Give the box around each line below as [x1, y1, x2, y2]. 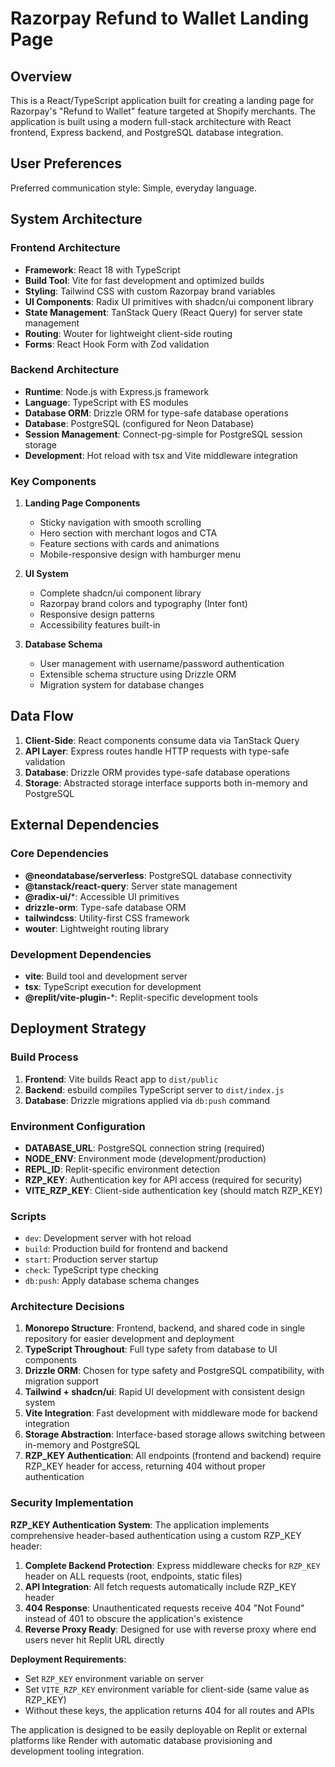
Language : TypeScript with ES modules [24, 396, 189, 408]
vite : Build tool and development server [24, 970, 188, 982]
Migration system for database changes [39, 679, 205, 691]
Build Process [10, 1050, 79, 1064]
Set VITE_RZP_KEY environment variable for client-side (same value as [24, 1683, 310, 1695]
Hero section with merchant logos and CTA [39, 527, 218, 539]
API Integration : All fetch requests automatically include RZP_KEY [24, 1580, 297, 1592]
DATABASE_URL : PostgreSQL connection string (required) [24, 1142, 265, 1154]
